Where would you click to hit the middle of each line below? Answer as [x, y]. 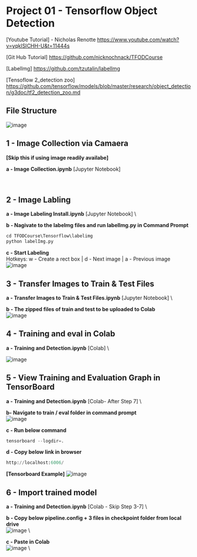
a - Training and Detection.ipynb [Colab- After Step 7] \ [74, 401]
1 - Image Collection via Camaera [67, 144]
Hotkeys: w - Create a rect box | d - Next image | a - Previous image [89, 259]
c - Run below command [36, 430]
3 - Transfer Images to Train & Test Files [80, 284]
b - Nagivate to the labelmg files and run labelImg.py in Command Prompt [97, 225]
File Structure [31, 111]
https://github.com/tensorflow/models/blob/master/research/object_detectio [98, 86]
